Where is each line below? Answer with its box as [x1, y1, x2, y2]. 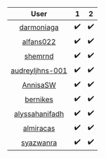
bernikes [24, 94, 54, 104]
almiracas [23, 123, 55, 133]
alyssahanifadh [13, 108, 64, 118]
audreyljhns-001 [10, 66, 68, 76]
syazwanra [20, 138, 57, 148]
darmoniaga [19, 22, 59, 32]
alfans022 [22, 36, 56, 46]
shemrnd [24, 51, 54, 61]
